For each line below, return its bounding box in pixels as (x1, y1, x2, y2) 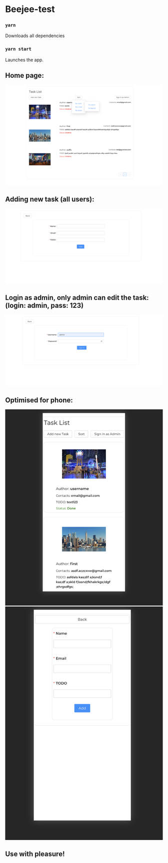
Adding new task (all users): (5, 195, 94, 204)
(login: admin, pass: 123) (5, 301, 84, 310)
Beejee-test (5, 4, 55, 15)
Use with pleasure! (5, 850, 65, 858)
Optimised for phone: (5, 396, 73, 404)
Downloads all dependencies (5, 33, 65, 39)
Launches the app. (5, 57, 44, 63)
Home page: (5, 71, 44, 80)
